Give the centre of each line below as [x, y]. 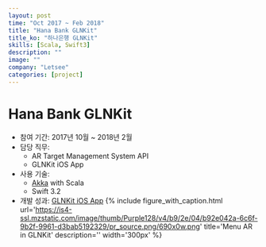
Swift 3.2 [46, 191]
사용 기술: [35, 174]
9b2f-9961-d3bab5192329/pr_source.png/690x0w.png [110, 226]
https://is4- [54, 209]
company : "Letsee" [39, 68]
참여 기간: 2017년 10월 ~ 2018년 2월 [76, 137]
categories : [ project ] [46, 75]
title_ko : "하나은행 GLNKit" [53, 38]
